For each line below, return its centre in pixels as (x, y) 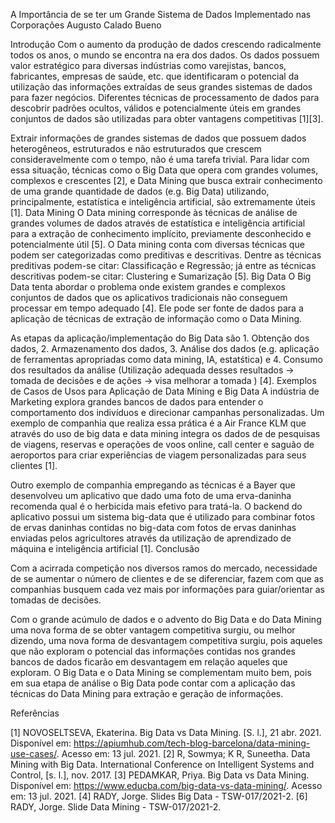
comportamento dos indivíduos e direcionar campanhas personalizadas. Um (167, 412)
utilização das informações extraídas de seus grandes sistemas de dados (161, 87)
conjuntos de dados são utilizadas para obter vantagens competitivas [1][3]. (167, 118)
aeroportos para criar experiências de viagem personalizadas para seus (158, 455)
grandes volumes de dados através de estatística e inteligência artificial (158, 223)
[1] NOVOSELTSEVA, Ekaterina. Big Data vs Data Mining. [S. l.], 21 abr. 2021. (166, 732)
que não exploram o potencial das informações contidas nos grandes (153, 651)
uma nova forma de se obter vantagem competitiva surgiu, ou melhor (153, 630)
